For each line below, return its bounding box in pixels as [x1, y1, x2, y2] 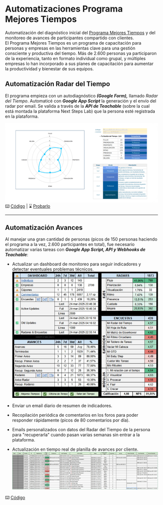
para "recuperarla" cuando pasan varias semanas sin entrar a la [12, 432, 140, 438]
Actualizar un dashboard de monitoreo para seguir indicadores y [12, 261, 141, 267]
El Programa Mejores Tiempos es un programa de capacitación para [5, 40, 142, 46]
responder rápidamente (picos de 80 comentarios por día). [12, 417, 130, 423]
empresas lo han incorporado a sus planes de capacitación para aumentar [5, 61, 154, 66]
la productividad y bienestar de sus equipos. [5, 65, 94, 71]
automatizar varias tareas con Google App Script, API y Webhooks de [5, 246, 146, 253]
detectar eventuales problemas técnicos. [12, 266, 94, 272]
